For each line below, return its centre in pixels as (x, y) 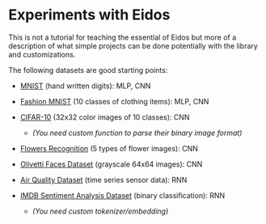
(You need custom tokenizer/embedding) (100, 211)
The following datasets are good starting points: (88, 70)
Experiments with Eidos (89, 15)
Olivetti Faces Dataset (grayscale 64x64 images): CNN (111, 164)
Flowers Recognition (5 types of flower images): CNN (109, 148)
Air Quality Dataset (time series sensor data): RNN (103, 180)
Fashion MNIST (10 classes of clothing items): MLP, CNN (114, 101)
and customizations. (42, 54)
